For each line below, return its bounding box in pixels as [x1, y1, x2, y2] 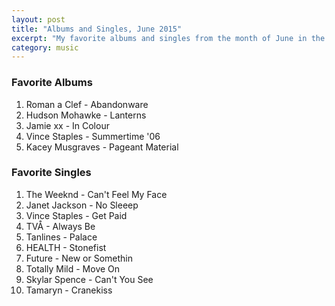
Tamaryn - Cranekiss [25, 284, 113, 296]
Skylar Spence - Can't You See [25, 273, 154, 285]
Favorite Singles [11, 166, 92, 180]
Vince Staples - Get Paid [25, 209, 128, 221]
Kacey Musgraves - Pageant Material [25, 141, 179, 153]
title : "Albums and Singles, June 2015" [11, 24, 183, 34]
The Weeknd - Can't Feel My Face [25, 188, 168, 200]
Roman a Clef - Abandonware [25, 98, 149, 110]
